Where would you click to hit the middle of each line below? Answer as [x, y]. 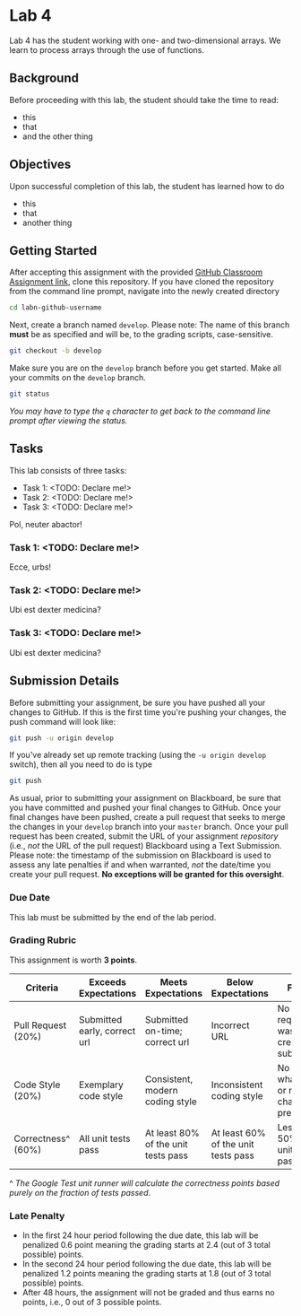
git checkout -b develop [56, 351]
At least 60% [238, 1133]
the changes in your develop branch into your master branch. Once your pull [149, 827]
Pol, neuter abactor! [46, 524]
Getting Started [53, 251]
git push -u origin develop [62, 738]
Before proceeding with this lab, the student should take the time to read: [144, 100]
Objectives [40, 165]
